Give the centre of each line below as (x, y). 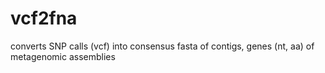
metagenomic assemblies (63, 56)
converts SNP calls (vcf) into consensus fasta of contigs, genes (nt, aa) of (162, 46)
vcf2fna (44, 18)
